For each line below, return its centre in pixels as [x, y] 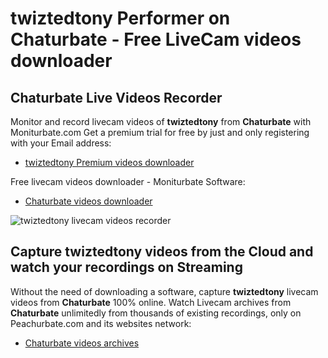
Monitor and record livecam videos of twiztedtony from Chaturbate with [161, 121]
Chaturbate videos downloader [88, 201]
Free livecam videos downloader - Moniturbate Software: [128, 181]
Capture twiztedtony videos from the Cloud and [162, 252]
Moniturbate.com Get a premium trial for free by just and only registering [160, 132]
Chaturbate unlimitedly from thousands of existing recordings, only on [156, 313]
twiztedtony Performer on [120, 18]
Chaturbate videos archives [82, 343]
